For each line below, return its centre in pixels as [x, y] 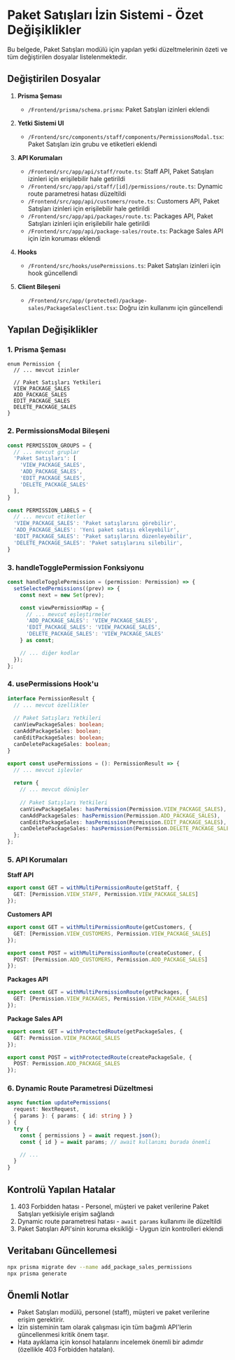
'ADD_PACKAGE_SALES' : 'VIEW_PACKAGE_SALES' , [92, 621]
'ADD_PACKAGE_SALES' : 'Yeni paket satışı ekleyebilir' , [97, 530]
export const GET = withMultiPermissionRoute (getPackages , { [98, 992]
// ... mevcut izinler [47, 371]
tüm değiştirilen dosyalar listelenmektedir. [67, 57]
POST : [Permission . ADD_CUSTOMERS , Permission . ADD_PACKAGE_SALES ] [111, 959]
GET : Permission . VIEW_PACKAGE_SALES [67, 1038]
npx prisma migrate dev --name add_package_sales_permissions [100, 1267]
